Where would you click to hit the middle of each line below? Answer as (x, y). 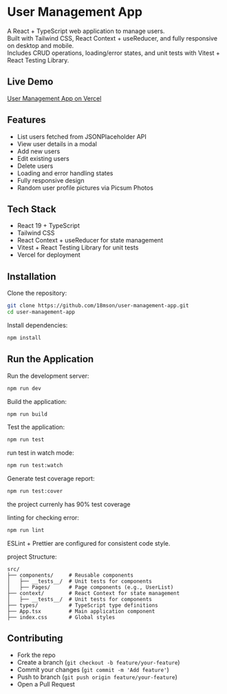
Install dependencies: (37, 325)
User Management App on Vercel (54, 98)
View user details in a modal (57, 144)
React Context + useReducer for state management (90, 240)
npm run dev (24, 388)
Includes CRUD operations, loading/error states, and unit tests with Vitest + (113, 53)
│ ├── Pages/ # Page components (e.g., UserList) (90, 587)
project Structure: (32, 557)
